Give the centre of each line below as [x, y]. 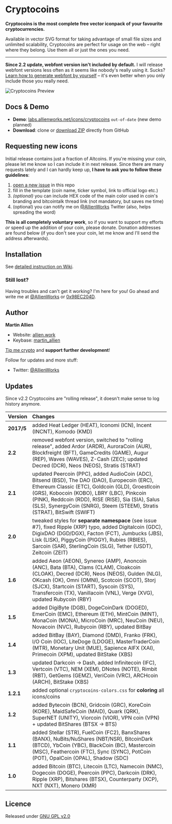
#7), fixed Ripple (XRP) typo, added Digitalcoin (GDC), [98, 527]
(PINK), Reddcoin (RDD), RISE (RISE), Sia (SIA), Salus [96, 499]
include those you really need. [37, 81]
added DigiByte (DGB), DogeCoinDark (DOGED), [91, 608]
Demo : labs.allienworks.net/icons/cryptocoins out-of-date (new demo [87, 119]
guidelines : [17, 175]
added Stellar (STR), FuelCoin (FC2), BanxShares [91, 732]
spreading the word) [34, 212]
